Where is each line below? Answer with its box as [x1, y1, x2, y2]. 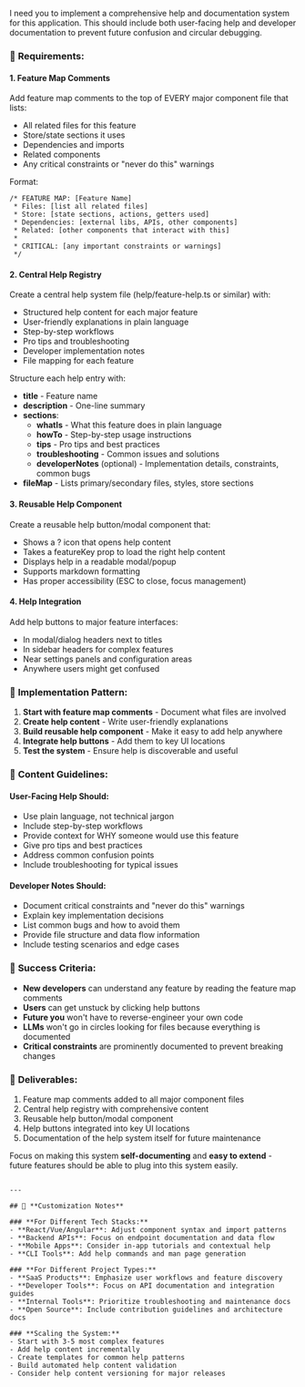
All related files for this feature [22, 120, 137, 131]
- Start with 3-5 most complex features [9, 1337, 166, 1346]
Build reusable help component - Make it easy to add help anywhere [22, 726, 283, 737]
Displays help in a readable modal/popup [22, 556, 177, 567]
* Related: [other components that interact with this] [13, 226, 230, 235]
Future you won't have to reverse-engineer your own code [22, 1012, 244, 1022]
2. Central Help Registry [9, 269, 102, 280]
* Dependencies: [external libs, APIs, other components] [13, 218, 239, 227]
